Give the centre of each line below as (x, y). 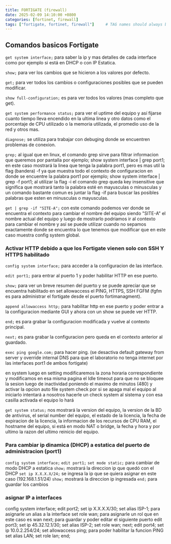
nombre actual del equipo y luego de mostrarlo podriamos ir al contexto (80, 219)
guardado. (16, 342)
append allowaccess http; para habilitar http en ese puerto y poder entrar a (84, 306)
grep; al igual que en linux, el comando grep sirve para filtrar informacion (82, 155)
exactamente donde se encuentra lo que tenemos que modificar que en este (85, 230)
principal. (15, 327)
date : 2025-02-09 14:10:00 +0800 (41, 15)
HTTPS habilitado (27, 254)
